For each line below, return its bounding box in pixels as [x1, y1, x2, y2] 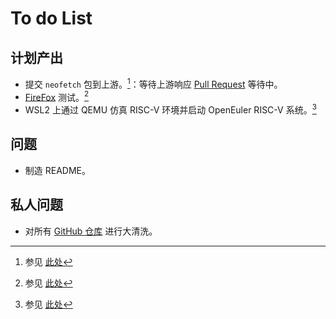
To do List [10, 7, 93, 30]
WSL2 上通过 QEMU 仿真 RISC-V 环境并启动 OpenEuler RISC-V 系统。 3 [24, 102, 317, 116]
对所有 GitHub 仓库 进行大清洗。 [24, 225, 158, 237]
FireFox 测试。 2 [24, 89, 90, 103]
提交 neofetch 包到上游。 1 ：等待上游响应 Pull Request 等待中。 [24, 77, 283, 90]
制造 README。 [24, 164, 91, 176]
